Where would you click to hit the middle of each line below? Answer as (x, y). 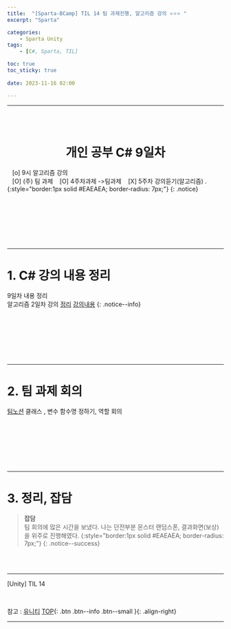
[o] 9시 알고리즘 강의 (40, 173)
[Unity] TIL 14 (26, 584)
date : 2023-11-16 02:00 (41, 83)
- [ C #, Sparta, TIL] (49, 52)
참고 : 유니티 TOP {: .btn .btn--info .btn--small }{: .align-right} (92, 611)
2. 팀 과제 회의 (45, 391)
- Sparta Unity (41, 39)
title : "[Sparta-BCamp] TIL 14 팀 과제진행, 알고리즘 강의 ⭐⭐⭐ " (97, 13)
